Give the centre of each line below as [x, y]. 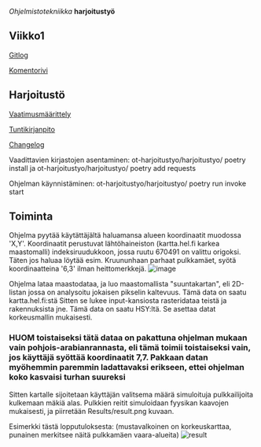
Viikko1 [27, 36]
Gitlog [18, 55]
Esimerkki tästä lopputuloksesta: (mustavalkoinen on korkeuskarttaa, [120, 426]
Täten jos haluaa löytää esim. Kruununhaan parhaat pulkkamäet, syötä [123, 260]
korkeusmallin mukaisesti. [51, 317]
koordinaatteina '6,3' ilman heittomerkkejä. [78, 269]
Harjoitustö [37, 95]
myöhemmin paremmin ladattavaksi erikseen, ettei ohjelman [127, 368]
